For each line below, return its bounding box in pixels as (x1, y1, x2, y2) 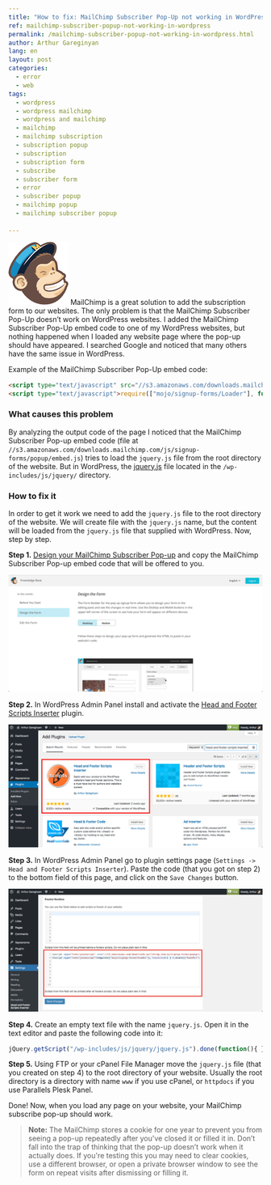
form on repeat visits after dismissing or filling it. (27, 1168, 190, 1178)
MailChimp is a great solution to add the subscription (69, 297, 246, 307)
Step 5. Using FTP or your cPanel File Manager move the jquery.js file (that (8, 1060, 262, 1069)
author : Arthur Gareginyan (8, 39, 99, 47)
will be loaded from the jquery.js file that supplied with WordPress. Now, (8, 526, 252, 535)
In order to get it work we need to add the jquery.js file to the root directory (8, 508, 261, 518)
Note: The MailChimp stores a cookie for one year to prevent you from (27, 1125, 262, 1135)
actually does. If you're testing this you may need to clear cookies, (27, 1151, 249, 1161)
